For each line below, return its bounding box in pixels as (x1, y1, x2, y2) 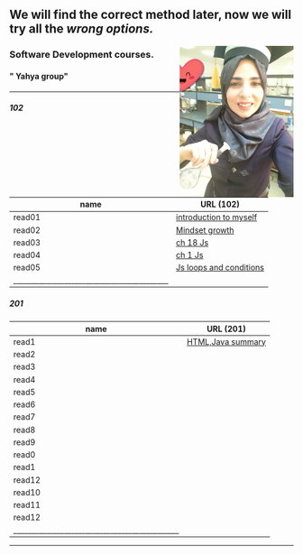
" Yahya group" (9, 70, 69, 81)
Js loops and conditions (175, 262, 264, 273)
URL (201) (207, 323, 246, 334)
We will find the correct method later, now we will (9, 7, 291, 23)
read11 (13, 500, 41, 511)
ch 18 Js (175, 236, 209, 247)
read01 (13, 212, 41, 223)
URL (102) (200, 199, 241, 210)
